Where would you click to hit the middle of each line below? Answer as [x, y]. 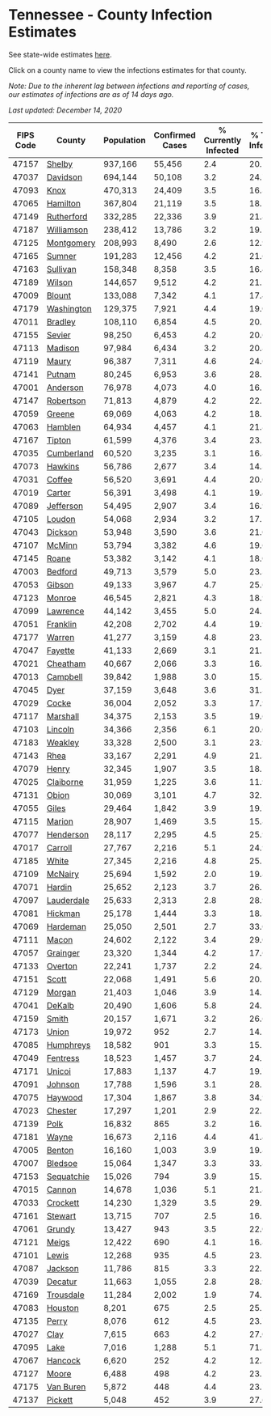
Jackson [63, 1268]
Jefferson [65, 506]
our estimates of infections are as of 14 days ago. [91, 94]
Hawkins [63, 466]
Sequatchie [68, 1176]
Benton [60, 1150]
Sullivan [61, 269]
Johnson [63, 1084]
